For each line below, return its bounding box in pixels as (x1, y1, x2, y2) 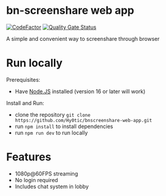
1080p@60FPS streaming (14, 170, 79, 177)
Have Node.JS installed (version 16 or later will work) (14, 88, 146, 95)
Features (6, 150, 52, 164)
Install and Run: (6, 99, 44, 106)
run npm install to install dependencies (14, 123, 113, 130)
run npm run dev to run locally (14, 129, 88, 136)
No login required (14, 176, 58, 183)
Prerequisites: (6, 76, 41, 83)
